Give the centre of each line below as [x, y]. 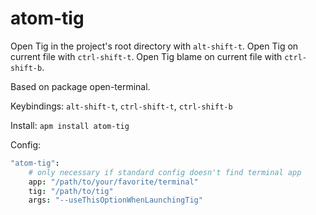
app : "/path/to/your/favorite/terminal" [113, 182]
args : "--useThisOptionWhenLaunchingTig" [115, 200]
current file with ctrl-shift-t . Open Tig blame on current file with [146, 56]
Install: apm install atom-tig [70, 125]
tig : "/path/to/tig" [71, 191]
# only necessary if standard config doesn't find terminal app [165, 172]
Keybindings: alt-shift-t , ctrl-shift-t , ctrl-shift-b [121, 106]
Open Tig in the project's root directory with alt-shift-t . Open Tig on [154, 46]
